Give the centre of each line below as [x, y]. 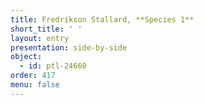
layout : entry [40, 38]
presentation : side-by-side [69, 47]
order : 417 [33, 76]
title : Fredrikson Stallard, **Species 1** [102, 19]
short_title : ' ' [46, 29]
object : [26, 57]
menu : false [35, 85]
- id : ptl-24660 [53, 66]
